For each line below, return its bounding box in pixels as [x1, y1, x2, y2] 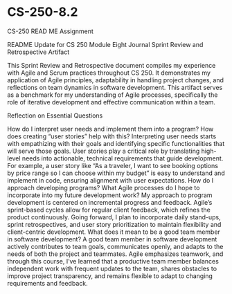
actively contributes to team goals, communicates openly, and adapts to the [7, 242, 224, 250]
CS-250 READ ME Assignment [7, 27, 93, 35]
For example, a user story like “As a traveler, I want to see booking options [7, 161, 218, 169]
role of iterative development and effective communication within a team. [7, 98, 216, 106]
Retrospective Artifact [7, 48, 70, 56]
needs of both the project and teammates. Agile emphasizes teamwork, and [7, 250, 224, 258]
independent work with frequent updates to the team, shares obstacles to [7, 264, 217, 273]
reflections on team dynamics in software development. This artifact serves [7, 83, 223, 91]
